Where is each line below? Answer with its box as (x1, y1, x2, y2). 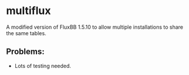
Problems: (6, 47, 45, 57)
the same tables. (6, 29, 47, 36)
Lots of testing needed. (14, 62, 72, 69)
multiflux (6, 4, 51, 18)
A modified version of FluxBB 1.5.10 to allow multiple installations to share (6, 23, 184, 30)
